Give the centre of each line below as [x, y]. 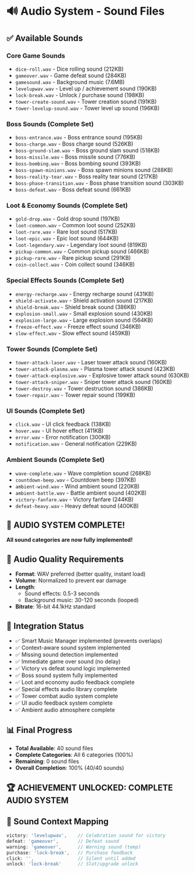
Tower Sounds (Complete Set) [52, 349]
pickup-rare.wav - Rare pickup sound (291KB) [73, 258]
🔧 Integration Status [45, 626]
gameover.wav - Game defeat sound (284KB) [71, 75]
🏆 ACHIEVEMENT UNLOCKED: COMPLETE [90, 788]
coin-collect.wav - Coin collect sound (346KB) [75, 265]
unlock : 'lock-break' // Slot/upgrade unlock [72, 864]
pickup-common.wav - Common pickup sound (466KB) [82, 251]
